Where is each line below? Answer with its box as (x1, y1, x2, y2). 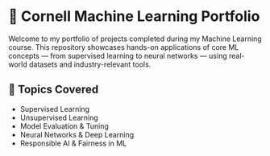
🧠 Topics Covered (8, 83, 99, 96)
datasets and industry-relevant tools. (28, 60, 152, 69)
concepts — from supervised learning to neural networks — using (8, 51, 227, 60)
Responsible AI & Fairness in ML (19, 138, 127, 148)
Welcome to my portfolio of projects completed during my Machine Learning (8, 34, 262, 43)
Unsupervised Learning (19, 113, 98, 122)
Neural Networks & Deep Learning (19, 129, 135, 139)
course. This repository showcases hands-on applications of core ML (8, 42, 239, 51)
